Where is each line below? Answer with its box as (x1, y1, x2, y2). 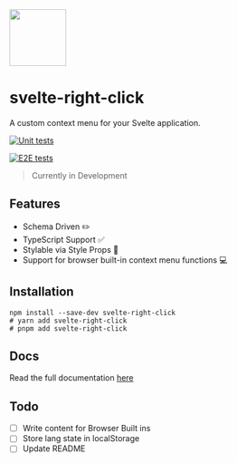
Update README (22, 443, 86, 454)
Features (9, 197, 61, 212)
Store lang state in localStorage (22, 433, 140, 444)
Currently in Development (31, 169, 128, 180)
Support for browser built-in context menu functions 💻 (22, 254, 228, 265)
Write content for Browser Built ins (22, 423, 151, 434)
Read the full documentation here (9, 372, 134, 383)
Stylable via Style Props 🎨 (22, 244, 119, 255)
